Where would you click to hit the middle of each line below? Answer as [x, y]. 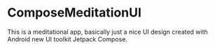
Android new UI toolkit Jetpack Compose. [68, 39]
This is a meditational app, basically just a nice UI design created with [107, 32]
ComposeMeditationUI [75, 13]
